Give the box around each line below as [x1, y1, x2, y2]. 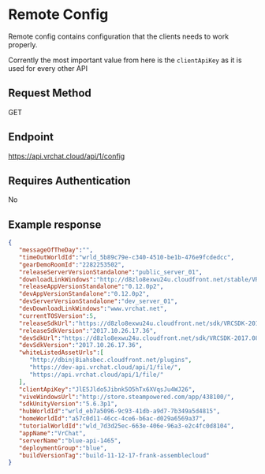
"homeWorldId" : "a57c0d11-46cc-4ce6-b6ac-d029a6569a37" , [18, 415, 207, 423]
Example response [8, 218, 102, 231]
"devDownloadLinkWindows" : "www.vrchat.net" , [18, 305, 168, 313]
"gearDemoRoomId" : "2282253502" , [18, 260, 125, 269]
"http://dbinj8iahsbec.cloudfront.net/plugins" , [28, 356, 192, 364]
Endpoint [8, 130, 54, 144]
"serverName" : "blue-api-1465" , [18, 436, 122, 445]
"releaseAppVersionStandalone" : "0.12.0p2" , [18, 282, 164, 291]
